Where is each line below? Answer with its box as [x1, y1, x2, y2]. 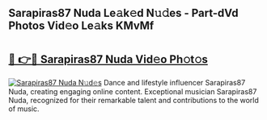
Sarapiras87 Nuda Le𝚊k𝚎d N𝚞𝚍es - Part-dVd [8, 6, 239, 20]
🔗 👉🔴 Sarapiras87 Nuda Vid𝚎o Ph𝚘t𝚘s [8, 52, 209, 66]
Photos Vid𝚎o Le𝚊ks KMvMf [8, 19, 155, 33]
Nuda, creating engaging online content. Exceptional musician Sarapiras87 [8, 87, 257, 96]
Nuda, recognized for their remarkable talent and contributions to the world [8, 96, 259, 105]
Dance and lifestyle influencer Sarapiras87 [104, 78, 246, 87]
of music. [8, 104, 40, 114]
